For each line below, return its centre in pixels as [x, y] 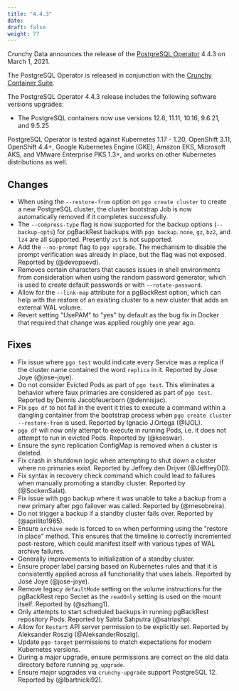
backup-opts [35, 233]
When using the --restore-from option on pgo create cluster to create [122, 202]
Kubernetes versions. [49, 649]
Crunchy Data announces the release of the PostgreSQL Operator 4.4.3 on [116, 54]
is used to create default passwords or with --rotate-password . [110, 285]
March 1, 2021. [29, 62]
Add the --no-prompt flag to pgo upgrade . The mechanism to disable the [122, 247]
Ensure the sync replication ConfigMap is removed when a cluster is [118, 445]
